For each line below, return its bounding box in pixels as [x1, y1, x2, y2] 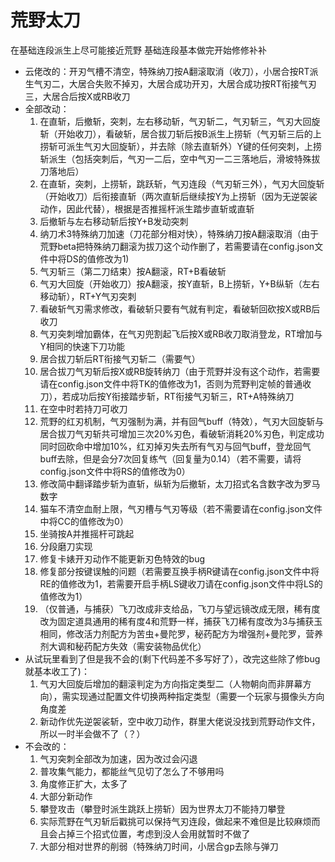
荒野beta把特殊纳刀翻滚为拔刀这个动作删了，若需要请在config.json [39, 240, 315, 252]
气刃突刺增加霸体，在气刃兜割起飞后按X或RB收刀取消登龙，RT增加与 [39, 327, 323, 340]
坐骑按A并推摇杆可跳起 [39, 527, 135, 540]
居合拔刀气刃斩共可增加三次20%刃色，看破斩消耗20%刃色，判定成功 [39, 427, 325, 440]
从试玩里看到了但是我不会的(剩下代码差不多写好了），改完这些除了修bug [24, 652, 321, 665]
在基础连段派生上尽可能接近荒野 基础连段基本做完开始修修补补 [10, 44, 267, 56]
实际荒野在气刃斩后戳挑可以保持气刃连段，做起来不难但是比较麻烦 [39, 815, 312, 827]
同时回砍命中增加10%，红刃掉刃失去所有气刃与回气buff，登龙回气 [39, 440, 312, 452]
